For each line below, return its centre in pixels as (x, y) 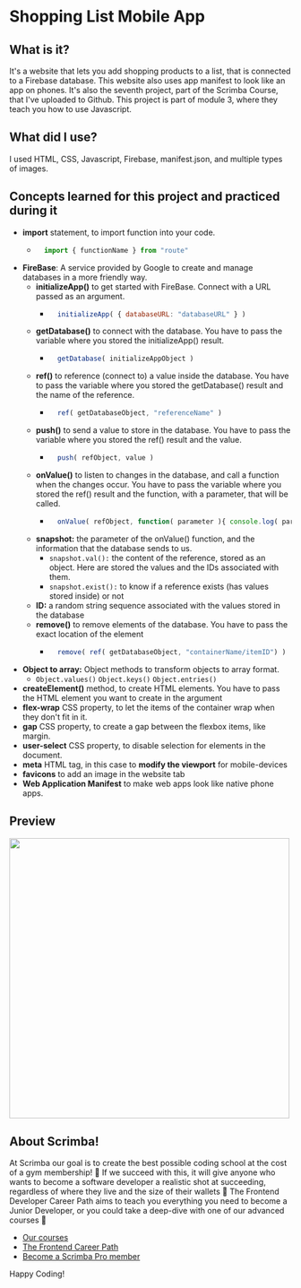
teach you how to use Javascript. (71, 109)
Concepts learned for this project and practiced (145, 197)
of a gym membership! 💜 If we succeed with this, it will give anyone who (142, 1172)
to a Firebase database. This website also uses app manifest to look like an (147, 81)
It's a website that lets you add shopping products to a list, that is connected (150, 71)
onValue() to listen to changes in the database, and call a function (157, 475)
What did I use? (53, 138)
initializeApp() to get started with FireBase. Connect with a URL (153, 286)
